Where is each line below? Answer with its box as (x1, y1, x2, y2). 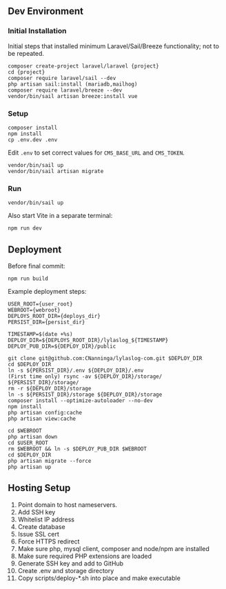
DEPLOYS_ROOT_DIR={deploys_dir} (8, 313, 101, 320)
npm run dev (8, 225, 42, 232)
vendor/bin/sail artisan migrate (8, 168, 104, 174)
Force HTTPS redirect (17, 537, 80, 546)
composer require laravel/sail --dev (8, 74, 116, 81)
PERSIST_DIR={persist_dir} (8, 319, 85, 326)
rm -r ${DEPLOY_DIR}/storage (8, 386, 92, 392)
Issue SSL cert (17, 530, 59, 538)
